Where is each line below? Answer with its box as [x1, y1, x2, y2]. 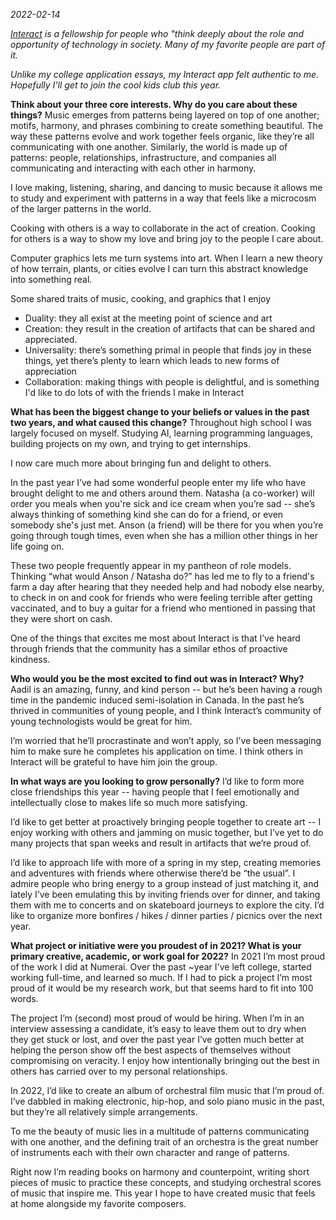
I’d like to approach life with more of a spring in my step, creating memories [10, 857, 322, 868]
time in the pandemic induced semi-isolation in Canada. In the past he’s [10, 694, 305, 706]
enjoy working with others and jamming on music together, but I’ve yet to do [10, 827, 324, 838]
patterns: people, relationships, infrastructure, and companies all [10, 152, 277, 163]
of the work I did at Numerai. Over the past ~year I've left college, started [10, 961, 312, 973]
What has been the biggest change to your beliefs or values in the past [10, 406, 310, 418]
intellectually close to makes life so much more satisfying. [10, 797, 248, 808]
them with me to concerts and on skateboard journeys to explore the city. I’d [10, 899, 325, 911]
